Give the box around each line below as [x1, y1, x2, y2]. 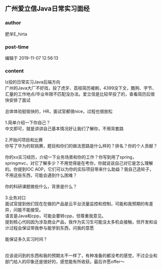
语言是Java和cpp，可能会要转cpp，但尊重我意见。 [5, 213, 106, 219]
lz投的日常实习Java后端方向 [5, 79, 60, 85]
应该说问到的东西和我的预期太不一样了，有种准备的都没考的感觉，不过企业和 [5, 253, 158, 258]
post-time [5, 43, 29, 50]
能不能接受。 [17, 207, 44, 213]
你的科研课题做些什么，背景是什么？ [5, 184, 77, 190]
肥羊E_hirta [5, 31, 28, 37]
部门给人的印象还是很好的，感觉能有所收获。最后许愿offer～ [5, 259, 125, 265]
